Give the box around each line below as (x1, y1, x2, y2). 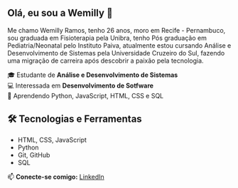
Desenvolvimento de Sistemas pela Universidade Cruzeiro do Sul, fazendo (7, 48, 225, 57)
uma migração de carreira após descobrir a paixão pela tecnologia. (7, 56, 204, 65)
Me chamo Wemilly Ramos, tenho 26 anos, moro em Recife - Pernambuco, (7, 26, 226, 34)
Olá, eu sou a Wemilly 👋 (7, 7, 113, 19)
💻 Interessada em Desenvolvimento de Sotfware (7, 81, 154, 90)
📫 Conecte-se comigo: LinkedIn (7, 172, 104, 181)
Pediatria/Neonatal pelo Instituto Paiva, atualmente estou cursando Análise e (7, 41, 232, 50)
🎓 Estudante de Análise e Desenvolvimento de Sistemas (7, 70, 178, 79)
